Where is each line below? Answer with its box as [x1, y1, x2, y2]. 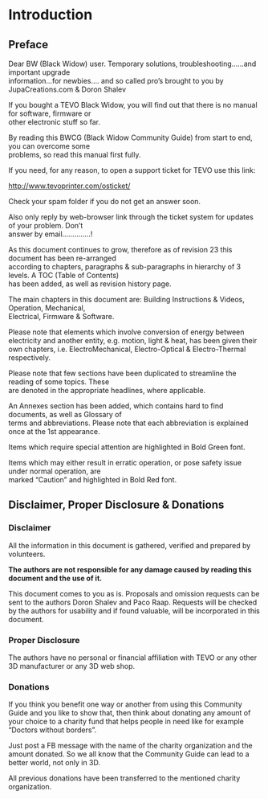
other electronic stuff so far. [8, 117, 100, 126]
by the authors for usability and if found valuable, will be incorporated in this [8, 605, 261, 616]
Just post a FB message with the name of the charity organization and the [8, 741, 253, 751]
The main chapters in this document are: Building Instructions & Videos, [8, 295, 245, 304]
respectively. [8, 353, 51, 363]
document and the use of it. [8, 573, 103, 583]
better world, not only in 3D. [8, 758, 101, 768]
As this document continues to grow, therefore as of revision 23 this [8, 245, 233, 254]
